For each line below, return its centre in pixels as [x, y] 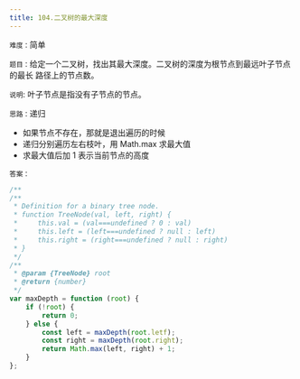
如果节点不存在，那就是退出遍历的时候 [94, 133]
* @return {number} [50, 282]
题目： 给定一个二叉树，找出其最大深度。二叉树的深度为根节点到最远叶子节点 [150, 63]
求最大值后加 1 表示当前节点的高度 [86, 155]
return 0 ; [60, 315]
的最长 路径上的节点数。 [54, 75]
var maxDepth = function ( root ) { [75, 299]
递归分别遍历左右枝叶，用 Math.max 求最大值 [107, 143]
